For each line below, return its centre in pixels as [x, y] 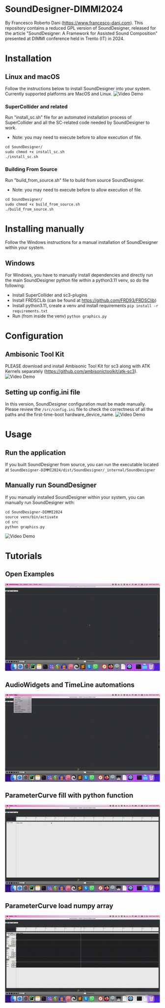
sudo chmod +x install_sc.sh [35, 152]
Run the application [36, 453]
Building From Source [31, 169]
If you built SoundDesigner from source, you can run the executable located [82, 465]
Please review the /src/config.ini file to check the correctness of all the [79, 409]
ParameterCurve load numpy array [59, 906]
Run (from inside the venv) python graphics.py [59, 316]
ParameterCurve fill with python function [69, 795]
